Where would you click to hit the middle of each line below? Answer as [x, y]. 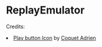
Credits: [15, 26]
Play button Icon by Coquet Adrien [55, 38]
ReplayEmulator [45, 10]
